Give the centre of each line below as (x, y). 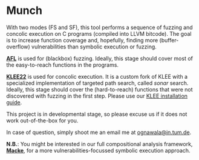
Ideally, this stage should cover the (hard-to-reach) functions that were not (99, 89)
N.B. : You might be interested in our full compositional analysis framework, (99, 144)
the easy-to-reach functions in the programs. (63, 65)
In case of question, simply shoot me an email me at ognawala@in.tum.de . (99, 132)
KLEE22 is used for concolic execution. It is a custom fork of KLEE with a (97, 76)
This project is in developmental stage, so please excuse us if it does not (97, 114)
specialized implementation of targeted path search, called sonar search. (97, 83)
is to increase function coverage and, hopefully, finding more (82, 40)
